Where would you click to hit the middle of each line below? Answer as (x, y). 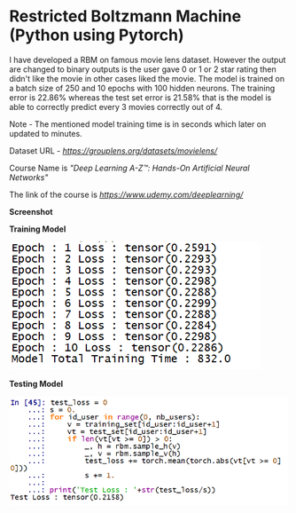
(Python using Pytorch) (97, 35)
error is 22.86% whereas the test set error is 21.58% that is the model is (140, 97)
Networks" (29, 177)
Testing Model (36, 383)
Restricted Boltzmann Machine (125, 16)
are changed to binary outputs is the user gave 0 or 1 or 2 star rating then (143, 69)
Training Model (38, 229)
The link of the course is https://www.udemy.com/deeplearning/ (126, 194)
